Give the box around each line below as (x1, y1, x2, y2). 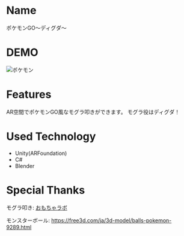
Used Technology (6, 130, 96, 143)
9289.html (6, 223, 32, 231)
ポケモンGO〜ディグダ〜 (6, 24, 67, 31)
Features (6, 88, 52, 101)
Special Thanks (6, 183, 85, 197)
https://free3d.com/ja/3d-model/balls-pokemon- (51, 217, 172, 224)
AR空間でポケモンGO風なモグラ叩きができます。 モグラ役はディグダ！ (6, 108, 180, 115)
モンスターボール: (6, 217, 50, 224)
